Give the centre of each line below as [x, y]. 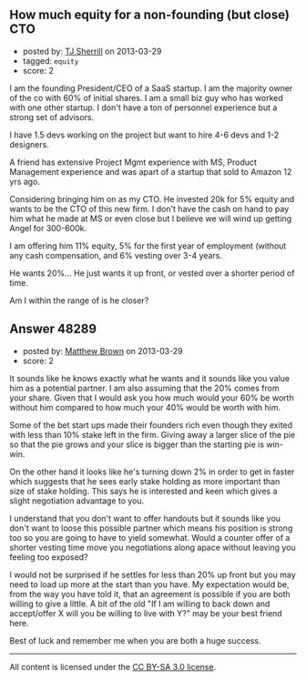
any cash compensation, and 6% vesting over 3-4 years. [116, 255]
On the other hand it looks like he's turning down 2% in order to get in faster [152, 472]
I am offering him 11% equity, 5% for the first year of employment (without [148, 246]
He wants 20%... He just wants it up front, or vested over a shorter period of [152, 273]
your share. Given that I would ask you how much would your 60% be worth [152, 397]
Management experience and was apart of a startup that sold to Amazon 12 [151, 171]
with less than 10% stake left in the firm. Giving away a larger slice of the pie [153, 434]
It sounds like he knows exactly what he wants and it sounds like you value [150, 378]
